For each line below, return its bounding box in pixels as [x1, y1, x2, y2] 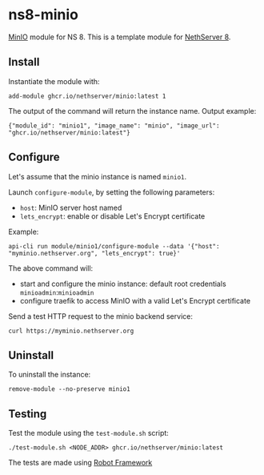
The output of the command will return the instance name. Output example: [8, 106, 257, 115]
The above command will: [8, 263, 94, 273]
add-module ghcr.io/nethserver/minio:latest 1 [8, 92, 166, 100]
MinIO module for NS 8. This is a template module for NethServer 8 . [8, 32, 231, 42]
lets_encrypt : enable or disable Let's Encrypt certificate [19, 211, 206, 221]
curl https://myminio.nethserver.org [8, 327, 134, 335]
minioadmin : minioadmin [19, 287, 94, 297]
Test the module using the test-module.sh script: [8, 429, 170, 438]
